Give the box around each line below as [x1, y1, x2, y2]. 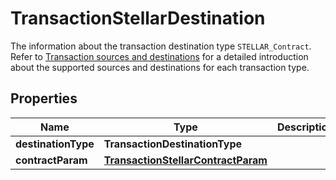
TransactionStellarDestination [10, 7, 266, 30]
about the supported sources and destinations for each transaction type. [10, 61, 310, 73]
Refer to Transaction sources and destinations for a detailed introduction [10, 50, 309, 62]
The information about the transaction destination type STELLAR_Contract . [10, 40, 312, 52]
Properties [10, 90, 78, 107]
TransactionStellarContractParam [103, 153, 268, 167]
